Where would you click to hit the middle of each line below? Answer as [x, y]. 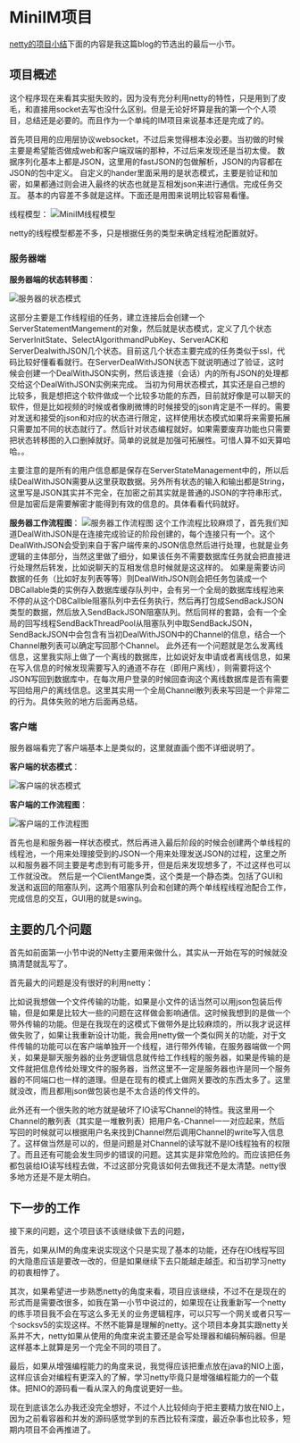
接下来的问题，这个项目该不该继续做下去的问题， [99, 1230]
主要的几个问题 [50, 929]
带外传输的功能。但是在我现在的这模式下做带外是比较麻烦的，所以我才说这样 [150, 1024]
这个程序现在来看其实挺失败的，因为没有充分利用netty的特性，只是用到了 [144, 97]
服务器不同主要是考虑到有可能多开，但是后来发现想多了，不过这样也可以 [158, 865]
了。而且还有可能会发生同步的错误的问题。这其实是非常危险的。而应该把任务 [150, 1155]
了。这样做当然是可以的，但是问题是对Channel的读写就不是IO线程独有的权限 [150, 1144]
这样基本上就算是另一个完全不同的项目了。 [87, 1347]
